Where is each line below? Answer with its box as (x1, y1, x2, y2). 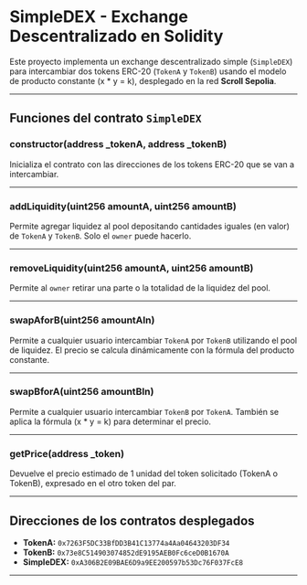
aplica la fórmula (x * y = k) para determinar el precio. (9, 416, 212, 427)
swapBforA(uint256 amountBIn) (9, 386, 154, 399)
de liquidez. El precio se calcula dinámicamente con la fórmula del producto (9, 345, 295, 356)
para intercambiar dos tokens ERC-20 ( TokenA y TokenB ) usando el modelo (9, 66, 287, 77)
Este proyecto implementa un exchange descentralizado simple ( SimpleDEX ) (9, 56, 293, 67)
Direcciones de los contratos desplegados (9, 513, 255, 528)
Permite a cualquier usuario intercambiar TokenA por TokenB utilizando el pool (9, 335, 298, 346)
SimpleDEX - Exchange (9, 6, 189, 27)
